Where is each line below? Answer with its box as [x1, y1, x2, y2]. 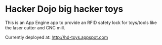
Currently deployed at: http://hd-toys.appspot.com [5, 34, 108, 40]
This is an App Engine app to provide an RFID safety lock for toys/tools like [5, 20, 157, 25]
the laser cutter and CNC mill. [5, 24, 65, 30]
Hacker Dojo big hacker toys [5, 3, 123, 15]
